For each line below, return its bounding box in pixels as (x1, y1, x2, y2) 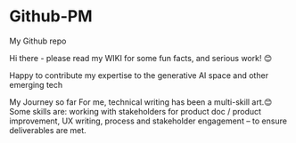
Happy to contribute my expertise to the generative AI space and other (9, 69, 269, 81)
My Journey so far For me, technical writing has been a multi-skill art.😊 (9, 96, 273, 107)
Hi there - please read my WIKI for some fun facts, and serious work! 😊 (9, 52, 273, 63)
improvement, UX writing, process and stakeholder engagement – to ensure (9, 115, 288, 126)
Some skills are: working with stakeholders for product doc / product (9, 106, 261, 116)
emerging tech (9, 79, 63, 90)
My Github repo (9, 36, 67, 46)
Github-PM (9, 6, 93, 27)
